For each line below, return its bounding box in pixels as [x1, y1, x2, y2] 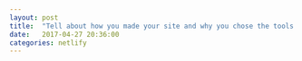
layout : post [9, 13, 59, 22]
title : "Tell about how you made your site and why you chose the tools [9, 22, 295, 30]
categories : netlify [9, 38, 88, 48]
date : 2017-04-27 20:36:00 [9, 30, 120, 39]
